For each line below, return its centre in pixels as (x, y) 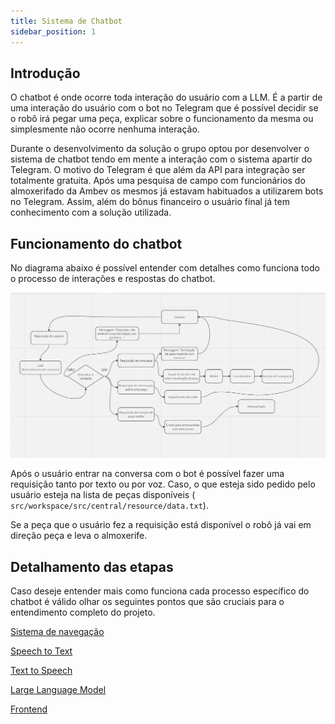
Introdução (45, 73)
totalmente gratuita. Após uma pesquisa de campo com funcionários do (158, 181)
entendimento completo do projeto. (83, 612)
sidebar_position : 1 (53, 31)
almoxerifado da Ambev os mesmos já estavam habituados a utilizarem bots (167, 191)
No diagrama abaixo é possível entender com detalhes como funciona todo (165, 268)
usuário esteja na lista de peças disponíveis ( (103, 495)
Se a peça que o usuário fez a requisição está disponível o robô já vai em (161, 525)
